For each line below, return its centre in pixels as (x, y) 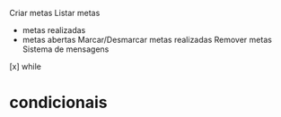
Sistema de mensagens (66, 49)
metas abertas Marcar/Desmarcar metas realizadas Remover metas (147, 40)
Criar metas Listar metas (55, 13)
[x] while (26, 67)
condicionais (58, 103)
